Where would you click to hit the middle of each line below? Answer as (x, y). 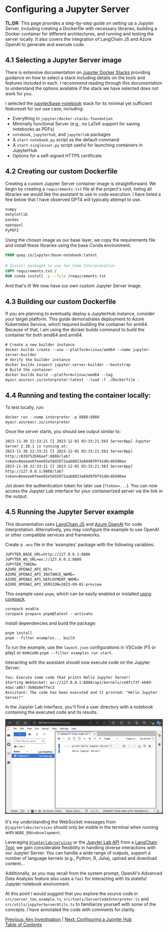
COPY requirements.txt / (31, 271)
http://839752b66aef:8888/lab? (38, 456)
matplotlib (16, 215)
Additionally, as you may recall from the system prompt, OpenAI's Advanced (84, 873)
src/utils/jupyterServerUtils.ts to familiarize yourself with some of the (81, 904)
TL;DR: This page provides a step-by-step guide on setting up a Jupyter (79, 23)
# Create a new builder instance (40, 345)
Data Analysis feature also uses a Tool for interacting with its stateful (76, 879)
